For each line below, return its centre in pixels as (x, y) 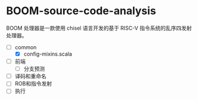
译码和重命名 (30, 76)
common (26, 47)
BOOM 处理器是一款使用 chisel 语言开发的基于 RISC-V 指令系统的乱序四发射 (99, 28)
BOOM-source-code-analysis (81, 11)
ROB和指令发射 (33, 83)
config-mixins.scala (48, 54)
